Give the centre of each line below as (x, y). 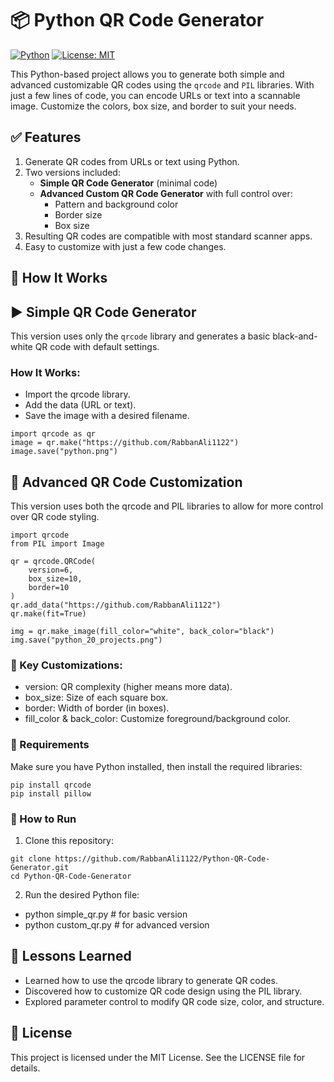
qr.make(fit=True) (48, 614)
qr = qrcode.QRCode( (53, 562)
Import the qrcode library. (77, 394)
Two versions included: (72, 172)
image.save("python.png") (64, 452)
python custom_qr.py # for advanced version (117, 924)
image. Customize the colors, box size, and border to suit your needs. (153, 106)
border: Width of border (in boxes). (97, 708)
